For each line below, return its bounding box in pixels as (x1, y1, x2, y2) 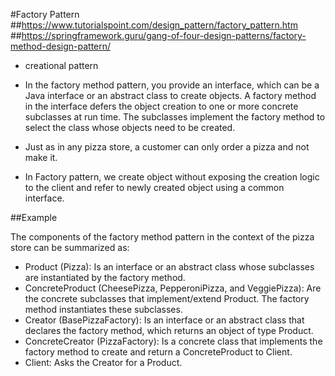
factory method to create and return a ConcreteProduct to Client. (24, 346, 293, 358)
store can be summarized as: (10, 242, 130, 253)
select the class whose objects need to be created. (24, 122, 236, 133)
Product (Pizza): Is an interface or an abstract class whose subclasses (24, 261, 315, 273)
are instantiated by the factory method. (24, 272, 186, 283)
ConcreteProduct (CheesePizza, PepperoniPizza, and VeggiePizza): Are (24, 282, 322, 294)
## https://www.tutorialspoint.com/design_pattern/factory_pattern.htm (10, 19, 298, 31)
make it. (24, 152, 58, 163)
